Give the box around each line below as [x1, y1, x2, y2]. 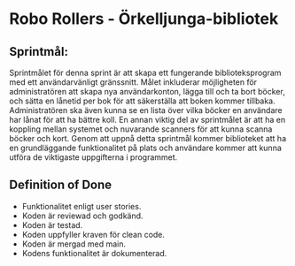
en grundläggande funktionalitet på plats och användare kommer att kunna [9, 142, 282, 153]
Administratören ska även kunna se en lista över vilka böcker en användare [9, 105, 283, 115]
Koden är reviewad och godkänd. [21, 210, 144, 221]
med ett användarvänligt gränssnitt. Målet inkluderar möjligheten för [9, 77, 258, 87]
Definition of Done [9, 178, 113, 193]
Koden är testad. [21, 219, 83, 230]
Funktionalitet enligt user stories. [21, 201, 142, 211]
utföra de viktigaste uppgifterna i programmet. [9, 152, 178, 163]
